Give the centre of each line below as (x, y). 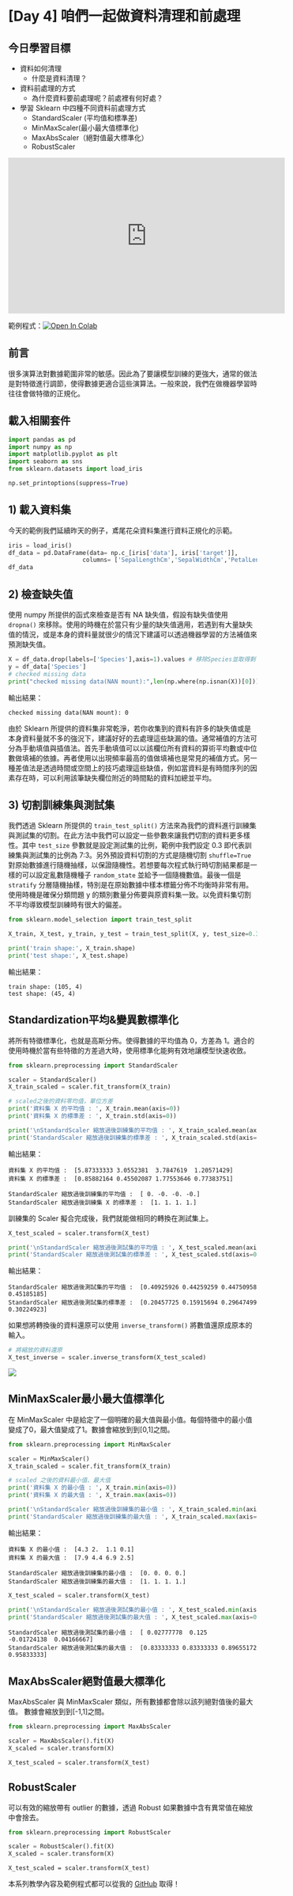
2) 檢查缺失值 (41, 594)
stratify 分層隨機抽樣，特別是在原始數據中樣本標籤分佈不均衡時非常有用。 (131, 885)
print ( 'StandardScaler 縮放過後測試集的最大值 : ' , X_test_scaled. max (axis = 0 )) (136, 1617)
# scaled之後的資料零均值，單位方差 (60, 1101)
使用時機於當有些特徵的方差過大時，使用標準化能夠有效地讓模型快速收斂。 (129, 1051)
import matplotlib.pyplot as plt (63, 454)
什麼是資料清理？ (59, 78)
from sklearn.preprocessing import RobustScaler (90, 1832)
